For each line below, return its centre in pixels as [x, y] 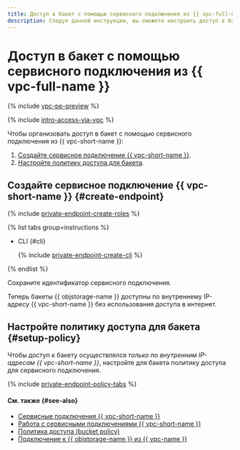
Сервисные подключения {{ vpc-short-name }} [89, 416]
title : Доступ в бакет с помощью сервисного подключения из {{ [104, 14]
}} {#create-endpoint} [114, 196]
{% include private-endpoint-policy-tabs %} [72, 384]
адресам [21, 363]
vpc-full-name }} [59, 86]
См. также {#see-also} [43, 400]
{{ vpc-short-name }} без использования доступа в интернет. [124, 304]
